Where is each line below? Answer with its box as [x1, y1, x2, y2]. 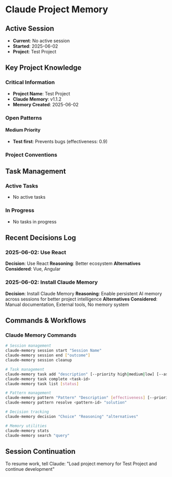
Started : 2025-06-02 [12, 43, 58, 49]
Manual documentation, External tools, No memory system [5, 301, 129, 308]
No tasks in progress [12, 218, 57, 224]
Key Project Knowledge [5, 63, 82, 72]
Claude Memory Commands [5, 332, 77, 339]
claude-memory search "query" [5, 433, 70, 438]
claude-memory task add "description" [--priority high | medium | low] [5, 371, 155, 377]
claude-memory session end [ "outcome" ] [5, 353, 91, 358]
